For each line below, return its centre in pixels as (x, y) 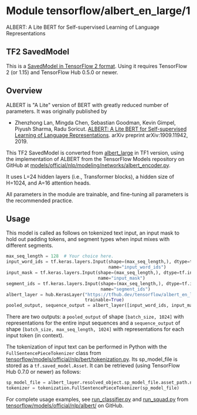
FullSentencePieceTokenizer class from (54, 353)
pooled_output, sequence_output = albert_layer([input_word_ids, (87, 306)
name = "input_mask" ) (121, 278)
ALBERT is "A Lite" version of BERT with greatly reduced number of (87, 105)
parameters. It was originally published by (57, 111)
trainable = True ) (105, 300)
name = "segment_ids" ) (125, 289)
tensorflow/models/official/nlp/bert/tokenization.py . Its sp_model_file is (92, 359)
